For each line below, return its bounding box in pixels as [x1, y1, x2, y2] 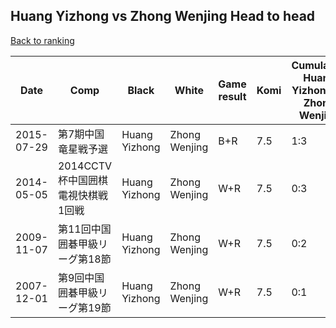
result [218, 89, 247, 103]
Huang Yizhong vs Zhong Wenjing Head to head [10, 8, 316, 25]
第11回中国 [57, 222, 112, 236]
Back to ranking [10, 34, 75, 46]
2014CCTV [57, 159, 113, 173]
